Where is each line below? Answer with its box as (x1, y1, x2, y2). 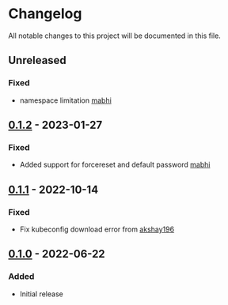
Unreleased (8, 54, 67, 67)
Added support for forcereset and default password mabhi (19, 160, 211, 170)
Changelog (8, 5, 82, 23)
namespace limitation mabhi (19, 96, 112, 105)
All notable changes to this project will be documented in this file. (8, 31, 222, 40)
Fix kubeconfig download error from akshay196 (19, 224, 175, 234)
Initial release (19, 289, 63, 299)
